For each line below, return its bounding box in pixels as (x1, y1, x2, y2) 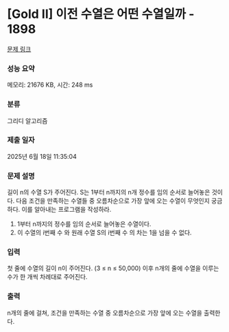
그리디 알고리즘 (7, 116, 48, 124)
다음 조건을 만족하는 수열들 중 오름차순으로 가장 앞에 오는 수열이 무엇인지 (16, 197, 210, 205)
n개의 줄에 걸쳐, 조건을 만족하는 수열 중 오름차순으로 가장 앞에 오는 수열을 (7, 309, 202, 317)
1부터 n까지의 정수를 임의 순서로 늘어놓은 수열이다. (16, 220, 152, 228)
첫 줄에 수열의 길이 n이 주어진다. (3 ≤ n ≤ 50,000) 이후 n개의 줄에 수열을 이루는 (7, 264, 219, 272)
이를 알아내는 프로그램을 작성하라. (21, 206, 112, 214)
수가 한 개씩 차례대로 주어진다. (7, 273, 88, 281)
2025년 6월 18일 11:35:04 (7, 152, 77, 160)
